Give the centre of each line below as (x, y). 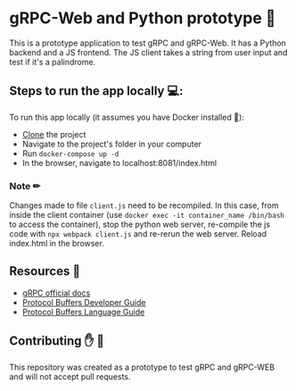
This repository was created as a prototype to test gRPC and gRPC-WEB (142, 367)
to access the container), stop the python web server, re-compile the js (140, 225)
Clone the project (54, 134)
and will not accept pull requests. (70, 376)
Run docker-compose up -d (70, 153)
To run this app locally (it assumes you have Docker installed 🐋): (127, 117)
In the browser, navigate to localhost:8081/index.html (119, 162)
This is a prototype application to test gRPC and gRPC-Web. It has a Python (148, 43)
